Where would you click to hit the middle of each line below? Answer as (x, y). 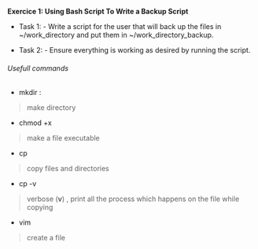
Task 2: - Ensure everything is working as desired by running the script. (135, 50)
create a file (46, 238)
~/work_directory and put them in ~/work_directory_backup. (116, 35)
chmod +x (35, 123)
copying (40, 207)
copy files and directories (68, 169)
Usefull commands (38, 68)
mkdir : (30, 93)
